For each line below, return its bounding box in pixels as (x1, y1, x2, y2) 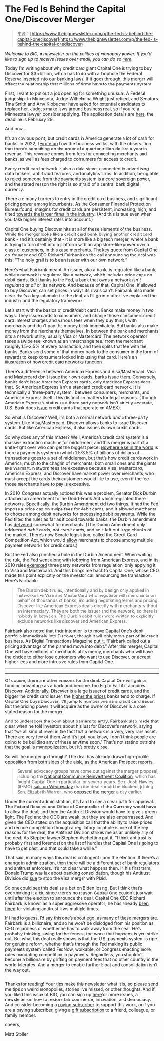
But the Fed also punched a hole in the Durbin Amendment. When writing (5, 552, 152, 557)
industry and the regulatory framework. (5, 297, 84, 303)
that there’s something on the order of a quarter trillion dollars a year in (5, 146, 147, 151)
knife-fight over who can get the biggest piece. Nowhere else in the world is (5, 445, 158, 450)
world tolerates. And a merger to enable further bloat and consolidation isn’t (5, 961, 158, 968)
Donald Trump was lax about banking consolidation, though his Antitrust (5, 870, 150, 876)
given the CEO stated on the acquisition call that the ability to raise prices (5, 819, 153, 825)
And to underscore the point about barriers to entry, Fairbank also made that (5, 718, 159, 724)
